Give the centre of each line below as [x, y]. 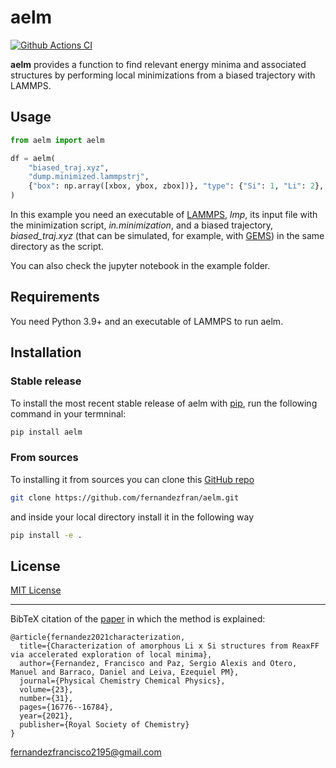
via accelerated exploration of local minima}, [111, 655]
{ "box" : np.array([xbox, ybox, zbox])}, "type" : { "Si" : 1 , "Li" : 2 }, [176, 186]
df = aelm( [33, 158]
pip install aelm [46, 432]
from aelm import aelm [57, 140]
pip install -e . [46, 535]
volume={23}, [46, 690]
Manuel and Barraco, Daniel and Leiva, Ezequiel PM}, [125, 672]
